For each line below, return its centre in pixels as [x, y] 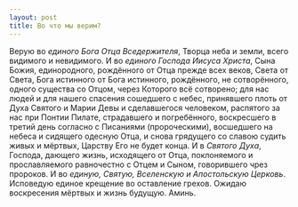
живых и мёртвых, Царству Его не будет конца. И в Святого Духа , [136, 145]
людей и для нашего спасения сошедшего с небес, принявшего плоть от [148, 98]
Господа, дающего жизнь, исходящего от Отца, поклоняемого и [131, 155]
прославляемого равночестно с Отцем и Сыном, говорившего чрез [139, 164]
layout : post [33, 17]
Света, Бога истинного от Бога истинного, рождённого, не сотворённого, [149, 79]
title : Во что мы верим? [55, 26]
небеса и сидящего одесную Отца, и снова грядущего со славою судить [148, 136]
